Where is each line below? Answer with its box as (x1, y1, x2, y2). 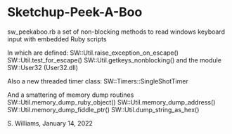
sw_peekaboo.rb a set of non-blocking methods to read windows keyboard (7, 27, 225, 36)
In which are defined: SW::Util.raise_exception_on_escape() (7, 48, 179, 57)
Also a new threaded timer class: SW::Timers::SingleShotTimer (7, 76, 188, 85)
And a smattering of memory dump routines (7, 91, 134, 99)
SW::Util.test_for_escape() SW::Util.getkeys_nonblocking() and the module (7, 55, 221, 64)
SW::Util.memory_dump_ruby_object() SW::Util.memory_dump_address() (7, 98, 216, 106)
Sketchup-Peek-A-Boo (7, 4, 143, 20)
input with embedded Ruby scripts (7, 34, 107, 43)
